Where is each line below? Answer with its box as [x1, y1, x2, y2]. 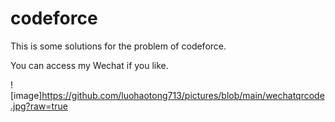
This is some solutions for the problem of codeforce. [10, 40, 227, 52]
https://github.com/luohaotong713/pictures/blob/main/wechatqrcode [41, 89, 325, 101]
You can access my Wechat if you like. [10, 59, 169, 71]
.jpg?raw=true [10, 100, 68, 112]
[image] [10, 89, 43, 101]
